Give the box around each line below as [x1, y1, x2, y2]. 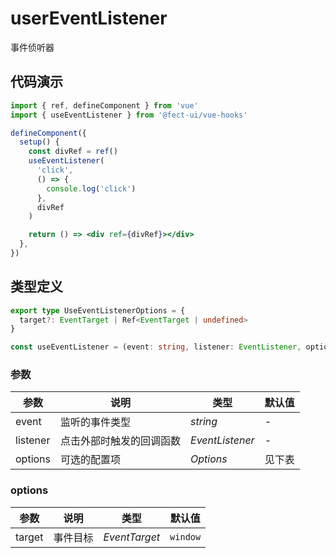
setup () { [19, 137, 60, 147]
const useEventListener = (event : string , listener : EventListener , [10, 342, 302, 352]
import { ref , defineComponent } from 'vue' [10, 100, 199, 111]
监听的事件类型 [60, 415, 132, 429]
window [169, 531, 202, 542]
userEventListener [10, 7, 168, 30]
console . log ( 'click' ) [46, 183, 137, 194]
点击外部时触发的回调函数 [60, 434, 182, 448]
